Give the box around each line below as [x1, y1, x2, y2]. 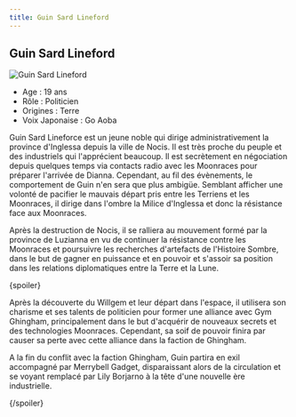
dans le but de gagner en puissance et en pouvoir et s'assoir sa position [9, 253, 274, 264]
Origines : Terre [21, 106, 80, 116]
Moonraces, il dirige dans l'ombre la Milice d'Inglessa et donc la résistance [9, 198, 283, 209]
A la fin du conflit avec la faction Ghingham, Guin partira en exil [9, 352, 240, 363]
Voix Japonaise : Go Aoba [21, 115, 117, 125]
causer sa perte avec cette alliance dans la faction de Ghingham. [9, 335, 247, 346]
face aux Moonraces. [9, 208, 87, 219]
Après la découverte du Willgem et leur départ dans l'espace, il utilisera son [9, 297, 286, 308]
